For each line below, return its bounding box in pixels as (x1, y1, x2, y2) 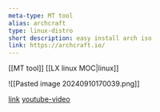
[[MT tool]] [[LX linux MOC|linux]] (8, 63, 119, 73)
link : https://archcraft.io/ (8, 42, 106, 50)
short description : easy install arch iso (8, 34, 152, 42)
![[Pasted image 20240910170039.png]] (8, 79, 140, 89)
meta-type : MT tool (8, 11, 74, 20)
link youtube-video (8, 94, 70, 104)
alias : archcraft (8, 19, 66, 27)
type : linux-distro (8, 26, 74, 34)
